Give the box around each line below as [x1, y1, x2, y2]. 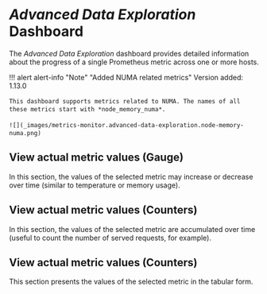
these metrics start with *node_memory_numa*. [9, 105, 166, 113]
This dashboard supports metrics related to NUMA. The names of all [9, 97, 241, 105]
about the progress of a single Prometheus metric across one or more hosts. [9, 57, 259, 67]
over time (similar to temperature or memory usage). [9, 180, 181, 190]
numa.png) [9, 129, 42, 137]
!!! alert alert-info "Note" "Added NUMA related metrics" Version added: [9, 72, 244, 82]
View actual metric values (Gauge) [9, 151, 184, 164]
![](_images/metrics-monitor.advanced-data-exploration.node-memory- [9, 121, 245, 129]
